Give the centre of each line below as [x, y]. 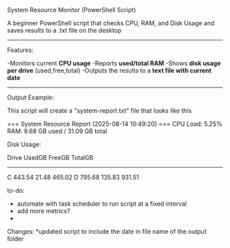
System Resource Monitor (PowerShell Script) [72, 10]
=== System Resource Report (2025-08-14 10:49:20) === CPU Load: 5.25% [115, 124]
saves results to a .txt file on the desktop [64, 30]
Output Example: [31, 97]
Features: [21, 50]
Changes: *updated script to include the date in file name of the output [107, 231]
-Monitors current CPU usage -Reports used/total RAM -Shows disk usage [114, 63]
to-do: [16, 190]
